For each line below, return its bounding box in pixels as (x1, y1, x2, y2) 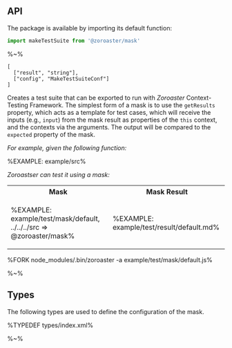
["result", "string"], (13, 69, 79, 76)
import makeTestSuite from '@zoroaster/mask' (7, 37, 140, 44)
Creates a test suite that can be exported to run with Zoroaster (7, 93, 185, 102)
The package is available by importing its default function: (7, 24, 173, 32)
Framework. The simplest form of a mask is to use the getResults (30, 100, 215, 109)
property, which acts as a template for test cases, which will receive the (7, 108, 211, 116)
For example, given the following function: (7, 143, 127, 152)
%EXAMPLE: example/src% (7, 157, 86, 165)
